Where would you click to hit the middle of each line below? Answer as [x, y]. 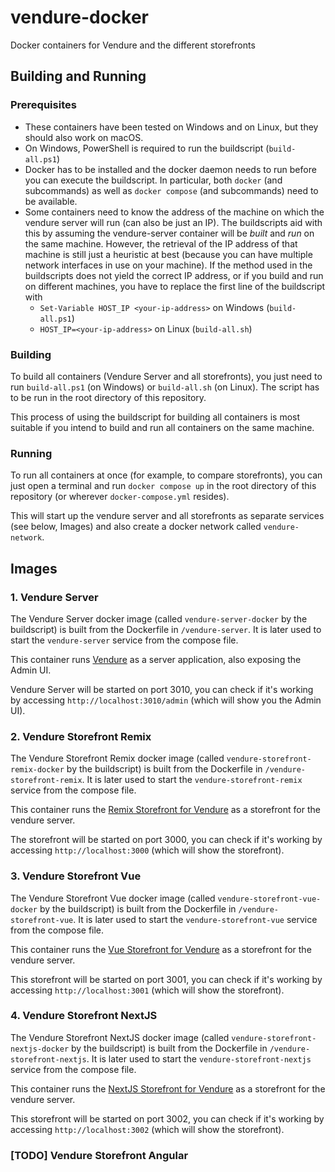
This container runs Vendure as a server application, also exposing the [156, 659]
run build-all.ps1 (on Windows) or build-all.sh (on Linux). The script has [165, 387]
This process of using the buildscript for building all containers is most [155, 417]
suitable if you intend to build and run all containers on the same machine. [162, 427]
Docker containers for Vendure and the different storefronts [133, 45]
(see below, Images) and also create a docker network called [136, 527]
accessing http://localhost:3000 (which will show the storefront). [147, 850]
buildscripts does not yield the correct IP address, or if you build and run [174, 275]
